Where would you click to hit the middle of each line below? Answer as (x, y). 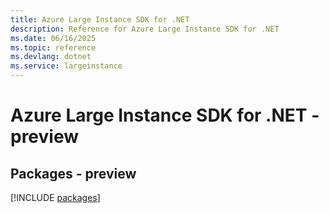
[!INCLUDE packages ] (55, 197)
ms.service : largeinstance (66, 66)
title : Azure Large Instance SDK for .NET (100, 19)
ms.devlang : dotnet (51, 57)
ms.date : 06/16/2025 (53, 38)
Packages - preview (73, 173)
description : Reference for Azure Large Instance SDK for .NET (145, 29)
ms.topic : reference (53, 47)
